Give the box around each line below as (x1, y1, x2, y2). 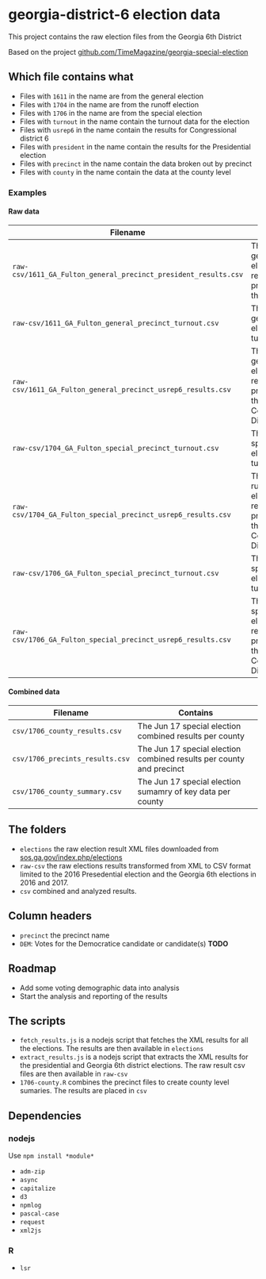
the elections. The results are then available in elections (19, 1044, 204, 1054)
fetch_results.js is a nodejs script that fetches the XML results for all (19, 1035, 249, 1045)
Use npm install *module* (8, 1151, 95, 1161)
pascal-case (19, 1210, 59, 1218)
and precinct (137, 764, 184, 775)
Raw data (8, 206, 40, 216)
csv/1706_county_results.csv (12, 726, 122, 736)
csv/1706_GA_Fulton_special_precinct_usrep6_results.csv (12, 635, 231, 644)
